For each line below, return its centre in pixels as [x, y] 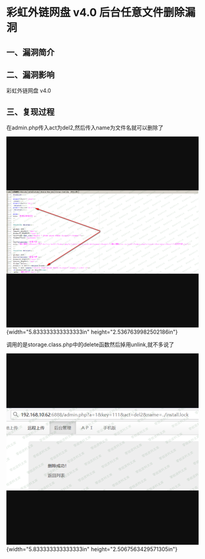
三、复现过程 [31, 111]
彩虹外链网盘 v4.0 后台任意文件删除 [95, 13]
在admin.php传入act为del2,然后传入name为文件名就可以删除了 [85, 128]
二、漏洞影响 [31, 75]
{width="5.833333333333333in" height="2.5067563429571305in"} [92, 549]
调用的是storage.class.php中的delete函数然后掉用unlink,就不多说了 [90, 345]
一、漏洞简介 [31, 52]
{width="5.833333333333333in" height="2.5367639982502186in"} [92, 332]
